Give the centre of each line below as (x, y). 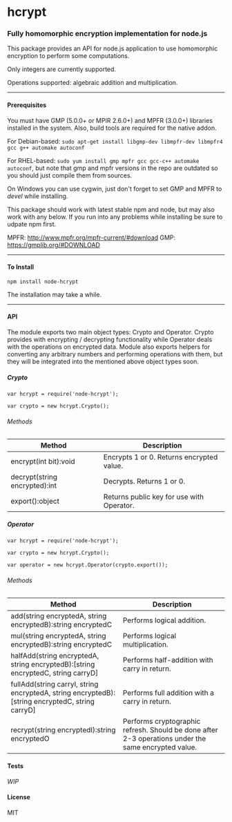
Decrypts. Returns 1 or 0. (144, 481)
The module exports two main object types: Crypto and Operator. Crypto (110, 332)
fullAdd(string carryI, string (55, 685)
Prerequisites (27, 105)
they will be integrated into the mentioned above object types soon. (103, 362)
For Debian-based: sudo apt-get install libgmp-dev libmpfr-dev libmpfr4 (115, 141)
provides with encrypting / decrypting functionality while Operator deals (110, 340)
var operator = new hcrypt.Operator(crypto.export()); (88, 565)
